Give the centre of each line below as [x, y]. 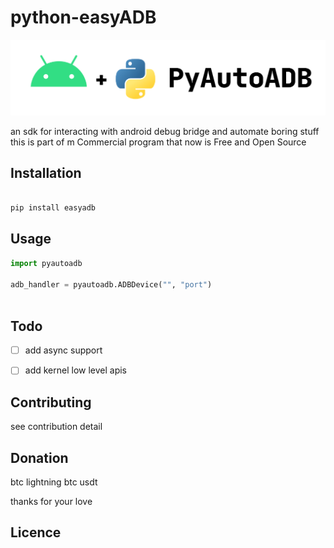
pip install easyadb [53, 208]
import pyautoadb [46, 263]
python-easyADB [83, 17]
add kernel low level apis [76, 370]
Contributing [51, 402]
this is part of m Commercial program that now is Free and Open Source [158, 142]
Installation [46, 172]
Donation [39, 457]
